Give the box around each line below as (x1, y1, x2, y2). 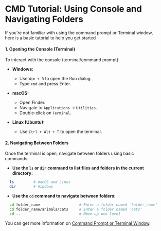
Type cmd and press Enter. (19, 81, 72, 87)
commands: (5, 156, 29, 162)
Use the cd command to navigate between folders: (12, 193, 116, 199)
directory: (12, 170, 33, 176)
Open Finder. (19, 99, 46, 105)
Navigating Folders (5, 14, 84, 25)
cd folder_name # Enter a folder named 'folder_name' (9, 202, 158, 207)
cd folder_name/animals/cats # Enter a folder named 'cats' (9, 207, 143, 212)
